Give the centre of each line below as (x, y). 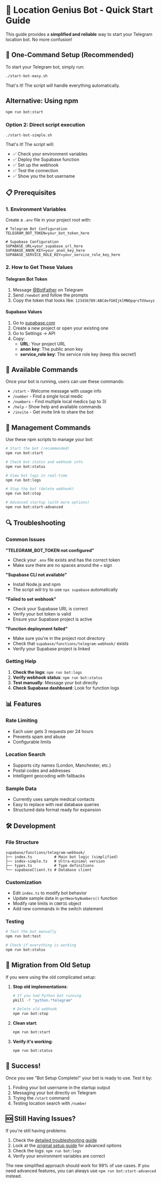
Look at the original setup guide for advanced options (67, 1145)
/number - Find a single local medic (48, 396)
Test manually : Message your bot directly (55, 682)
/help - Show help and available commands (57, 407)
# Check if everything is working (41, 945)
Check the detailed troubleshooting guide (55, 1140)
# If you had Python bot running (47, 996)
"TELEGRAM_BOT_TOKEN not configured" (50, 550)
